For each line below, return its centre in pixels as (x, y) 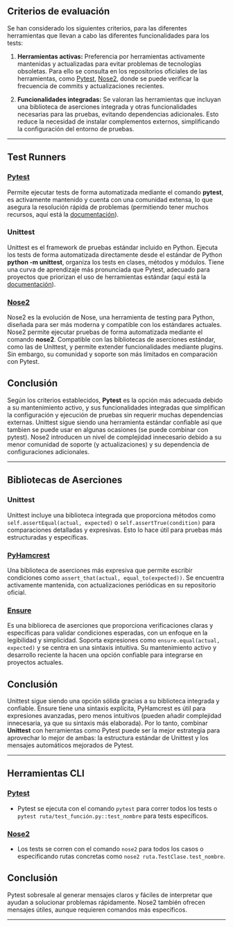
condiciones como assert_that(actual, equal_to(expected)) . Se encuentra (116, 577)
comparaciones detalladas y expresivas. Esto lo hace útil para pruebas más (115, 530)
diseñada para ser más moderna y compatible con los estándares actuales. (114, 325)
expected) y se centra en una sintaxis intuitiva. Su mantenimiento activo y (112, 648)
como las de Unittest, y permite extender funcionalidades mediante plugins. (115, 347)
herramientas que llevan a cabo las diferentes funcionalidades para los (108, 35)
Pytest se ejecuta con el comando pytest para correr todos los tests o (117, 808)
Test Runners (37, 157)
